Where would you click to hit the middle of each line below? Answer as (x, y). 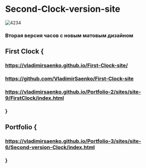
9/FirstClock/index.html (35, 98)
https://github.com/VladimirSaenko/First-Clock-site (69, 79)
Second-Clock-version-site (63, 9)
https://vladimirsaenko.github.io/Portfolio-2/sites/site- (73, 92)
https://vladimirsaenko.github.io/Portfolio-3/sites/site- (73, 141)
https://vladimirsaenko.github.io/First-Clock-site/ (67, 66)
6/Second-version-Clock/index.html (50, 147)
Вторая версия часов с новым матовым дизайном (69, 35)
